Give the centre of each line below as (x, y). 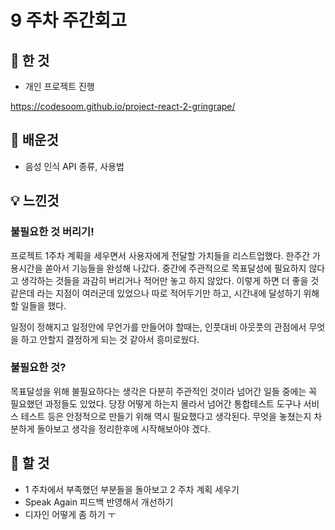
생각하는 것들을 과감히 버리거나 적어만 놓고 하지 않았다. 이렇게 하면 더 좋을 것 (170, 280)
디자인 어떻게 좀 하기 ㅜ (70, 514)
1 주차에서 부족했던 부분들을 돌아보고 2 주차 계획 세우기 (132, 489)
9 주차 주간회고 (69, 20)
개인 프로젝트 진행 (59, 86)
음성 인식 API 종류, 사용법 (74, 166)
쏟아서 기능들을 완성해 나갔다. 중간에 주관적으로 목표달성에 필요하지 (175, 268)
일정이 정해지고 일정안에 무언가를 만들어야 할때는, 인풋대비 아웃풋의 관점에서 (158, 327)
